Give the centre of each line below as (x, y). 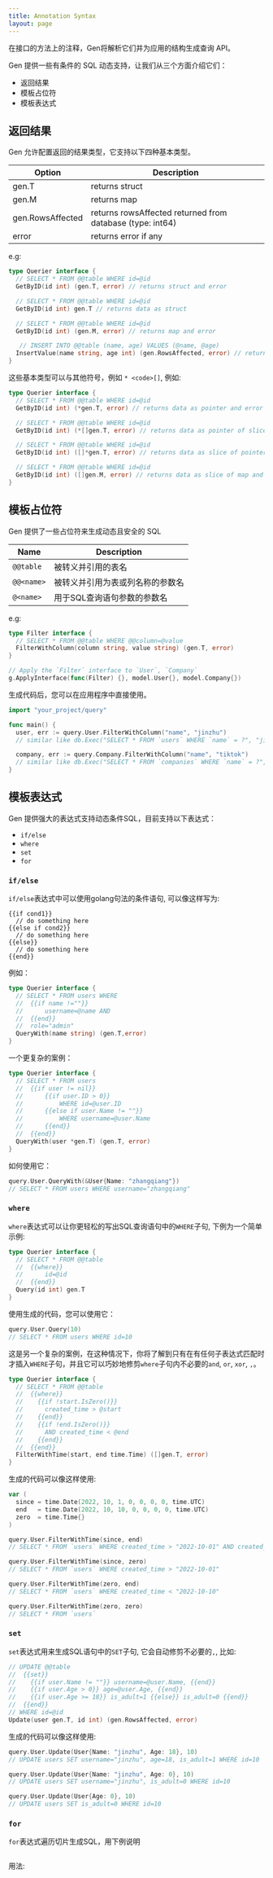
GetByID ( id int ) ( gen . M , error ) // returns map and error (116, 331)
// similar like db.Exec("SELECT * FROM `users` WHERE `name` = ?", (134, 740)
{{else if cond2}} (39, 928)
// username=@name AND (63, 1011)
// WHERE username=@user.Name (83, 1119)
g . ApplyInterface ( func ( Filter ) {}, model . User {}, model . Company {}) (125, 678)
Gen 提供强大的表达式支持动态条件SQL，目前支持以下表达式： (113, 818)
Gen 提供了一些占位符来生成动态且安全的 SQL (85, 531)
